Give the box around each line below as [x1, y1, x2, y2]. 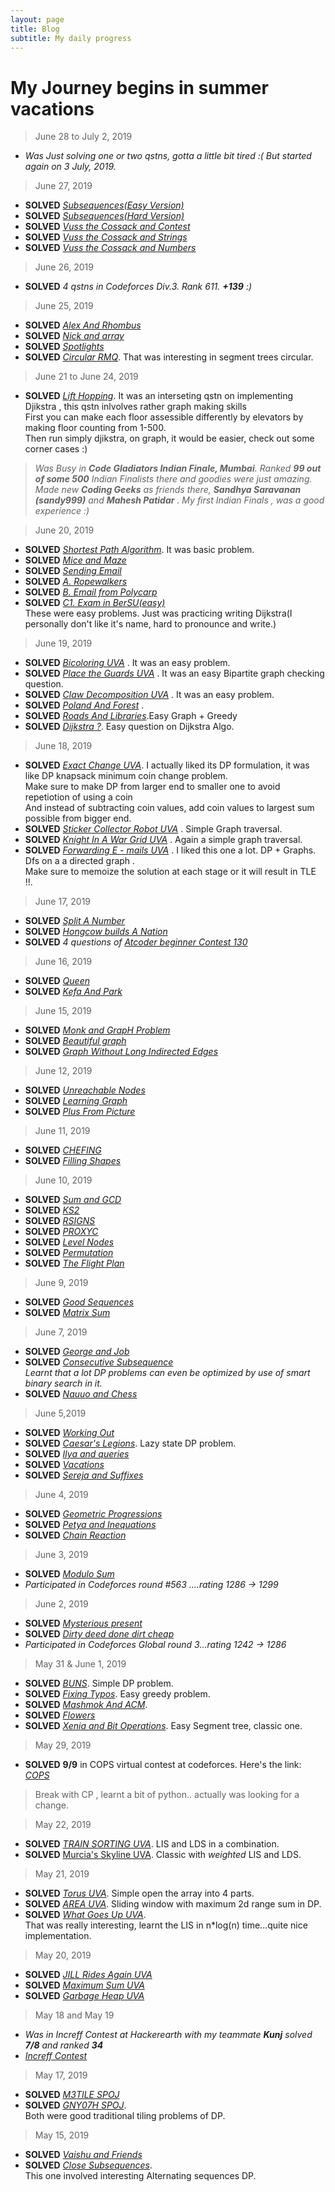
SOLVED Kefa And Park [24, 986, 123, 998]
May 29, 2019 [34, 1739, 92, 1751]
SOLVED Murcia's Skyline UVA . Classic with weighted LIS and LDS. [24, 1849, 302, 1861]
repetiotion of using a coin [24, 791, 133, 803]
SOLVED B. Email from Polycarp [24, 586, 158, 598]
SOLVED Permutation [24, 1247, 114, 1259]
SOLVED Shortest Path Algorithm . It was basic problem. [24, 544, 255, 556]
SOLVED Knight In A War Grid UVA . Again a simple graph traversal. [24, 834, 303, 846]
